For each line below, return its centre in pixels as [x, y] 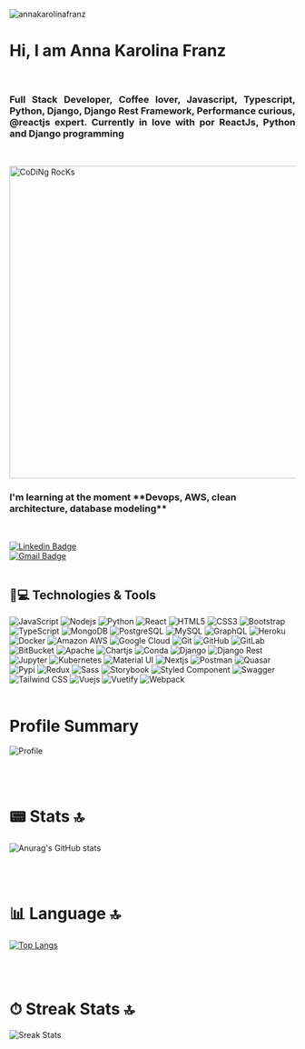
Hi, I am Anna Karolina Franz [118, 51]
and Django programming [67, 134]
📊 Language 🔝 [65, 914]
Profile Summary [74, 726]
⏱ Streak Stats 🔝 [72, 1009]
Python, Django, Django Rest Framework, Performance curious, [152, 111]
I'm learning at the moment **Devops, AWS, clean [123, 497]
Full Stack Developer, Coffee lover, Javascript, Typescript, [152, 99]
